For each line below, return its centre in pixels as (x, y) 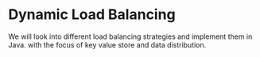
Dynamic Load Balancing (92, 15)
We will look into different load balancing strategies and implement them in (130, 36)
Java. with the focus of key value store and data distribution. (107, 44)
